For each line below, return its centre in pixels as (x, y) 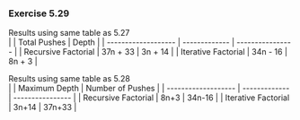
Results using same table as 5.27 (69, 33)
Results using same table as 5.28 (70, 79)
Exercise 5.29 (39, 13)
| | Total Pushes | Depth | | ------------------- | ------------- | (122, 42)
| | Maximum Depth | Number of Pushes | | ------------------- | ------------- (149, 89)
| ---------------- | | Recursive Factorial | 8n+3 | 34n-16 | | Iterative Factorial (149, 98)
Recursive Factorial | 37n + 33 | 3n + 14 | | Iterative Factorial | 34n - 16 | (156, 52)
